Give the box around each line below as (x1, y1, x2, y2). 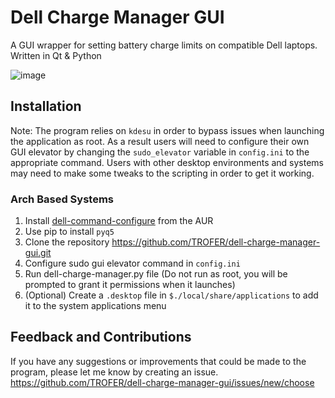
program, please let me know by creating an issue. (10, 366, 219, 378)
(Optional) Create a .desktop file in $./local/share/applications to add (24, 289, 319, 301)
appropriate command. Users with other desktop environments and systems (10, 156, 325, 168)
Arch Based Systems (10, 192, 114, 206)
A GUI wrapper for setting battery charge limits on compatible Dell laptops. (10, 39, 318, 51)
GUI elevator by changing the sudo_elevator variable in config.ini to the (10, 146, 310, 158)
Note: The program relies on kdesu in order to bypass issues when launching (10, 124, 325, 136)
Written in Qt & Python (10, 49, 102, 61)
